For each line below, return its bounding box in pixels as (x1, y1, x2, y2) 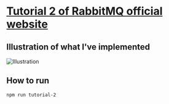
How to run (6, 75, 50, 86)
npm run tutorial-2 (6, 92, 57, 98)
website (6, 17, 48, 31)
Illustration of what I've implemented (6, 42, 151, 52)
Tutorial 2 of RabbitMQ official (6, 4, 163, 18)
